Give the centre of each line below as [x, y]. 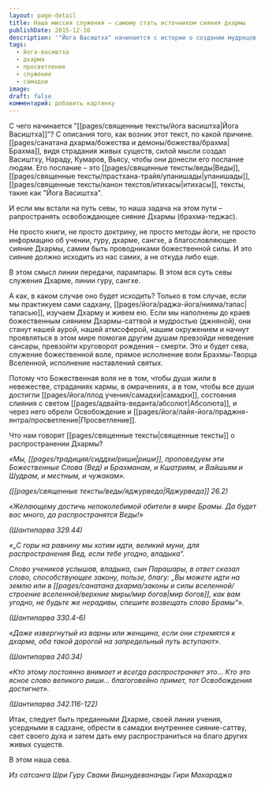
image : [20, 89]
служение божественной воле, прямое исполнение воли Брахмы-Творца [133, 355]
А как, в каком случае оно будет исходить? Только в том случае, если [128, 296]
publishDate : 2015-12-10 [50, 30]
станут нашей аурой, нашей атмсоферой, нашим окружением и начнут [129, 330]
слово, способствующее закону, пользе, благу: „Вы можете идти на [124, 577]
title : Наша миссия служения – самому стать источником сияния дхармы [127, 23]
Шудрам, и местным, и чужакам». [67, 476]
